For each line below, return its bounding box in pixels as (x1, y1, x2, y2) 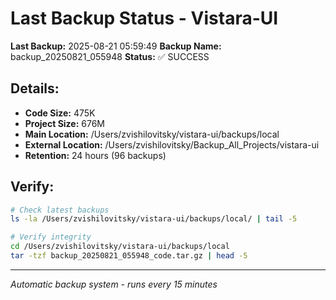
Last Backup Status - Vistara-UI (10, 7, 279, 30)
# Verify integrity (10, 232, 92, 242)
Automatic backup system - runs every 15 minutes (10, 278, 218, 290)
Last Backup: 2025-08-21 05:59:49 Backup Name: (10, 40, 222, 52)
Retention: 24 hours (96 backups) (24, 149, 167, 161)
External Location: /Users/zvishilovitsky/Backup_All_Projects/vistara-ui (24, 138, 320, 151)
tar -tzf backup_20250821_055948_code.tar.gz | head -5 (10, 251, 248, 261)
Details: (10, 80, 60, 97)
